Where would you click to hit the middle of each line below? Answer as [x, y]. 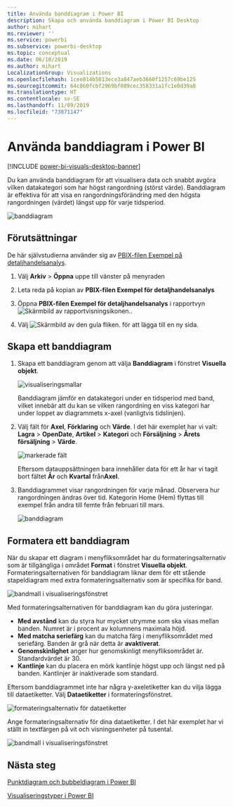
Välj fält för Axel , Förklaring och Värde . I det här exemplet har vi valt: [117, 427]
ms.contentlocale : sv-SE [44, 99]
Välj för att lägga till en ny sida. [108, 324]
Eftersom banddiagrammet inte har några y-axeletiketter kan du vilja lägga [114, 687]
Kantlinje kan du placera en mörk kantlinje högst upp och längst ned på [121, 666]
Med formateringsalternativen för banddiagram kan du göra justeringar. [111, 608]
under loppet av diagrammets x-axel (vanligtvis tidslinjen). [101, 413]
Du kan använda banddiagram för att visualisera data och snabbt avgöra [112, 179]
